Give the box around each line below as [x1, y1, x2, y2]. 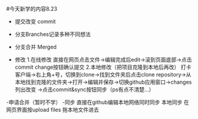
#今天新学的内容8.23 [6, 5, 58, 12]
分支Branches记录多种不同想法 [14, 30, 91, 38]
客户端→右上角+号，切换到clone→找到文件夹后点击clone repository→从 [14, 71, 192, 78]
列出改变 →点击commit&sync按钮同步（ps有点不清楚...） [14, 86, 154, 93]
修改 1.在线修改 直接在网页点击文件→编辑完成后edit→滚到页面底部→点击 [14, 56, 192, 63]
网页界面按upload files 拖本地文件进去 [6, 106, 100, 113]
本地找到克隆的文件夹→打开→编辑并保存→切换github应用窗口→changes [14, 78, 192, 86]
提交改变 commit [14, 18, 56, 25]
